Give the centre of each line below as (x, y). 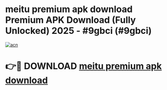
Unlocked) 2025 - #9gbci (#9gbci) (78, 31)
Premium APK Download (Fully (71, 20)
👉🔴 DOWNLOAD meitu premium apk (83, 66)
